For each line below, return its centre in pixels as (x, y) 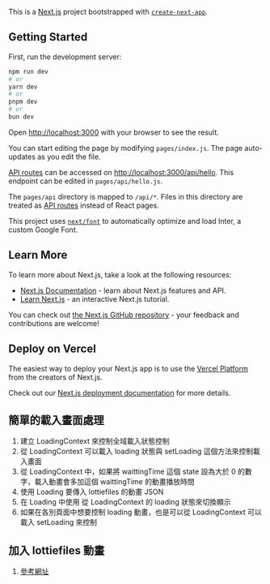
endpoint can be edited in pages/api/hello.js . (86, 181)
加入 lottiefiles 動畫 (57, 550)
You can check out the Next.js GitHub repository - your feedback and (124, 315)
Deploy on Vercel (53, 349)
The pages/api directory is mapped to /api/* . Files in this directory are (126, 196)
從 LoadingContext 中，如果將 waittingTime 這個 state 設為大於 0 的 (132, 472)
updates (22, 157)
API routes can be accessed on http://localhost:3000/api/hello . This (121, 172)
